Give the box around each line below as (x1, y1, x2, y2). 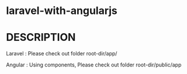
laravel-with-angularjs (6, 4, 118, 17)
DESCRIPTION (6, 31, 76, 44)
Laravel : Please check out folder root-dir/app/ (6, 50, 117, 57)
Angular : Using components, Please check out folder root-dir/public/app (6, 61, 182, 68)
